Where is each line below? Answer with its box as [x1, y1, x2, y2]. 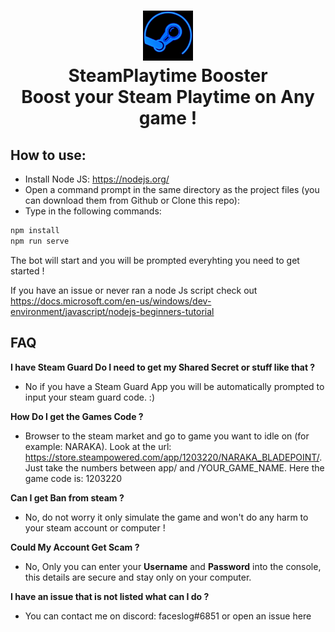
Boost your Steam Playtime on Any [21, 86, 315, 109]
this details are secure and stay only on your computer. [24, 571, 252, 583]
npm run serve [10, 236, 70, 246]
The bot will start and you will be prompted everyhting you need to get [10, 254, 300, 266]
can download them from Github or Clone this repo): [24, 195, 240, 206]
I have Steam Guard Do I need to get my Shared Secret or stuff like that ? [10, 361, 316, 373]
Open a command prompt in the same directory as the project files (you [24, 184, 320, 195]
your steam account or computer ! [24, 521, 166, 534]
